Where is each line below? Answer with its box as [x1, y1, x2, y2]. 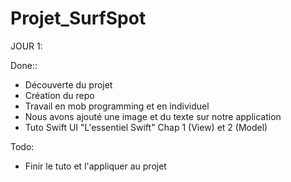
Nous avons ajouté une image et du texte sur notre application [24, 110, 282, 122]
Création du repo [24, 89, 95, 101]
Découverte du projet [24, 78, 113, 91]
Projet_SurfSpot [10, 7, 147, 30]
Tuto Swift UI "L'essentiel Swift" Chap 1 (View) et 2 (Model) [24, 121, 268, 133]
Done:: [10, 59, 38, 71]
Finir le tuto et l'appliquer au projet [24, 160, 167, 172]
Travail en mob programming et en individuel [24, 100, 210, 112]
